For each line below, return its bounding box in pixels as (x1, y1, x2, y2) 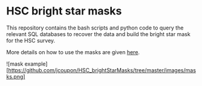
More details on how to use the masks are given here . (6, 48, 140, 55)
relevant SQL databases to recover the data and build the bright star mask (6, 30, 191, 37)
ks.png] (6, 73, 25, 80)
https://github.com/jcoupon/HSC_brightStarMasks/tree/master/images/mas (8, 66, 197, 73)
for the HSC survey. (6, 37, 56, 44)
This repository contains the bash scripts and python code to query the (6, 24, 184, 31)
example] (24, 60, 48, 67)
